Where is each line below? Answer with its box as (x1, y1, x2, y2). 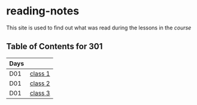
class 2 (29, 79, 50, 88)
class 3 (29, 89, 50, 97)
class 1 (29, 69, 50, 77)
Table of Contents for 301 (6, 41, 103, 52)
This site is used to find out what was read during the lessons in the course (6, 24, 192, 31)
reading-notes (6, 4, 80, 18)
